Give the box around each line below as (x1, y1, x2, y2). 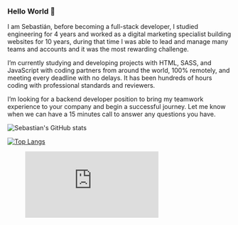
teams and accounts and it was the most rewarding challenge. (7, 45, 190, 54)
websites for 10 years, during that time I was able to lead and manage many (7, 37, 229, 46)
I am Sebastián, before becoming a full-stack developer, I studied (7, 23, 199, 31)
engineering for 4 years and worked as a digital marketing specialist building (7, 30, 232, 38)
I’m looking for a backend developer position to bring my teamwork (7, 95, 204, 103)
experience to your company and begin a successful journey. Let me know (7, 103, 226, 111)
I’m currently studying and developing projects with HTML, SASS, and (7, 59, 212, 67)
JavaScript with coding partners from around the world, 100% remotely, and (7, 67, 230, 75)
